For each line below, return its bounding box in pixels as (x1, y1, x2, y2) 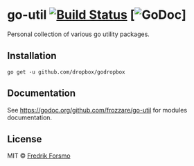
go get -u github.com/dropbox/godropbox (7, 68, 126, 76)
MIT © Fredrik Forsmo (7, 151, 71, 160)
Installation (7, 50, 57, 62)
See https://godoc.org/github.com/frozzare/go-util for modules (7, 106, 188, 114)
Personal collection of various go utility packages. (7, 30, 150, 38)
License (7, 133, 42, 145)
